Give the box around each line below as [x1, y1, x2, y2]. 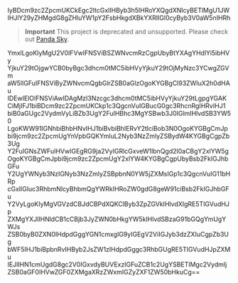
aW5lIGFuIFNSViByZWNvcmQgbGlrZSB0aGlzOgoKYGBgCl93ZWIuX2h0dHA [7, 79, 231, 87]
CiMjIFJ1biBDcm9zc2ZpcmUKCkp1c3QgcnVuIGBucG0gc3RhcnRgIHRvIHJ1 [7, 102, 226, 110]
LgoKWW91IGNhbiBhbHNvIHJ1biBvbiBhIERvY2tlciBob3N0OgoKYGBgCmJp [7, 124, 229, 132]
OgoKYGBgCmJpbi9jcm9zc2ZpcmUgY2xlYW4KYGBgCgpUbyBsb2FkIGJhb [7, 154, 229, 163]
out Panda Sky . [24, 35, 70, 43]
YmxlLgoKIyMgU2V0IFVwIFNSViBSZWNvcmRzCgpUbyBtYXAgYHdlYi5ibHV [7, 49, 230, 57]
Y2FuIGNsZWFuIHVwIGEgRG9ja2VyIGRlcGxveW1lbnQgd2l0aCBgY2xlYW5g [7, 147, 229, 155]
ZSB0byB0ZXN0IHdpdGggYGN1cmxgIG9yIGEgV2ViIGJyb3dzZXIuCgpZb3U [7, 230, 229, 238]
